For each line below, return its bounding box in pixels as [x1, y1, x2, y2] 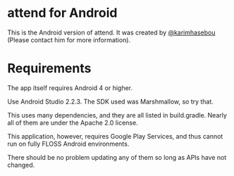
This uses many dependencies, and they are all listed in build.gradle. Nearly [7, 111, 228, 119]
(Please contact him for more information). [7, 35, 131, 44]
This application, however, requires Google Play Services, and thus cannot [7, 132, 223, 140]
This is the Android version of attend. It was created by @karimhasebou [7, 28, 216, 37]
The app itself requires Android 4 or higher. [7, 83, 133, 92]
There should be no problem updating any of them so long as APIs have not [7, 153, 227, 161]
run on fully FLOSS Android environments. [7, 139, 130, 148]
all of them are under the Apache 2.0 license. [7, 118, 139, 127]
